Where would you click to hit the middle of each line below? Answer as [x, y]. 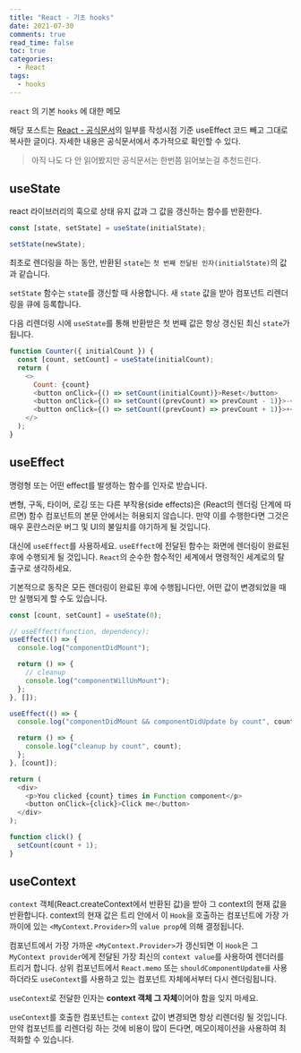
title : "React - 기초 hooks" [62, 17]
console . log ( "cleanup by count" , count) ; [103, 747]
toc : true [28, 51]
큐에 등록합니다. [53, 304]
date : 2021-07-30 [42, 26]
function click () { [46, 837]
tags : [19, 76]
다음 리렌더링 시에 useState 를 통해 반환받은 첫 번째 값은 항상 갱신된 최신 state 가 [150, 323]
